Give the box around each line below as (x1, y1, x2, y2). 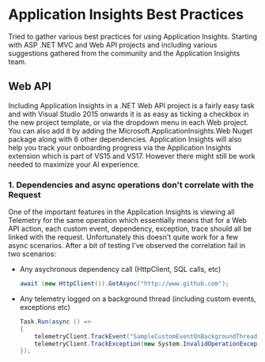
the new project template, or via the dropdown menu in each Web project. (8, 117, 249, 127)
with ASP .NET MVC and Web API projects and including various (8, 40, 218, 49)
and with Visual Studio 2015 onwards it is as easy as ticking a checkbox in (8, 109, 249, 119)
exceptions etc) (19, 302, 71, 311)
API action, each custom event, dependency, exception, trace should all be (8, 224, 252, 234)
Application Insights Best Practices (8, 6, 244, 24)
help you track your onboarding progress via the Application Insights (8, 142, 232, 152)
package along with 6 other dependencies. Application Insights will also (8, 134, 242, 144)
